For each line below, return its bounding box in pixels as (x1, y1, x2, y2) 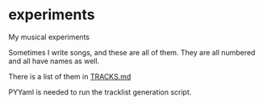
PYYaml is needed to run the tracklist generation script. (8, 87, 192, 97)
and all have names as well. (8, 56, 100, 66)
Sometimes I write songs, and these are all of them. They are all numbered (8, 47, 256, 57)
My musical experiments (8, 32, 90, 42)
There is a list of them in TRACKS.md (8, 71, 131, 81)
